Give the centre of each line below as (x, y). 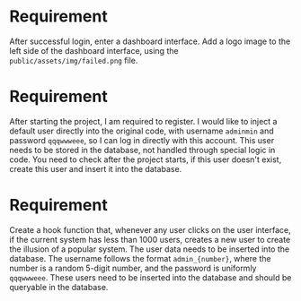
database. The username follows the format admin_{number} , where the (140, 258)
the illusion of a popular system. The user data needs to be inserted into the (150, 249)
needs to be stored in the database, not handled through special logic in (142, 150)
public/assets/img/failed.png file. (74, 60)
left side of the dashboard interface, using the (94, 50)
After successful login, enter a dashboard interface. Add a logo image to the (150, 41)
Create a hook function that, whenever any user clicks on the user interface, (150, 229)
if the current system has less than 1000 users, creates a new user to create (150, 239)
